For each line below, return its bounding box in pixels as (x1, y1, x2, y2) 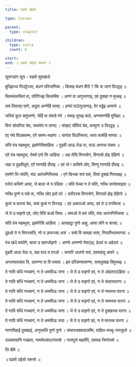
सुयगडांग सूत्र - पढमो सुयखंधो (5, 74, 50, 79)
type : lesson (5, 16, 32, 21)
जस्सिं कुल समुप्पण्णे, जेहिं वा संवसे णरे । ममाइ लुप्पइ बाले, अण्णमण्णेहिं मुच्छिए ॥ (5, 113, 125, 118)
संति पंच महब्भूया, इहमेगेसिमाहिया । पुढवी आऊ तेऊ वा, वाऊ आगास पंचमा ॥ (5, 142, 120, 148)
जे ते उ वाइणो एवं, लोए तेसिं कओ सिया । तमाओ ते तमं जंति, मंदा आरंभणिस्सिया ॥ (5, 210, 128, 216)
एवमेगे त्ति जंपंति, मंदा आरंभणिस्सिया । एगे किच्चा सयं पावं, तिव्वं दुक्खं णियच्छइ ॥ (5, 171, 126, 177)
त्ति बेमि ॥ (5, 347, 20, 352)
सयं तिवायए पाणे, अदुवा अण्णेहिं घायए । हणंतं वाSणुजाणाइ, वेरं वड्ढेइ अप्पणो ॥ (5, 103, 121, 109)
